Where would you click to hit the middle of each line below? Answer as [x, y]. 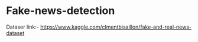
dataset [15, 33]
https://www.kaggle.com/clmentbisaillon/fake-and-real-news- [116, 27]
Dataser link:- [23, 27]
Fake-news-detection [61, 11]
